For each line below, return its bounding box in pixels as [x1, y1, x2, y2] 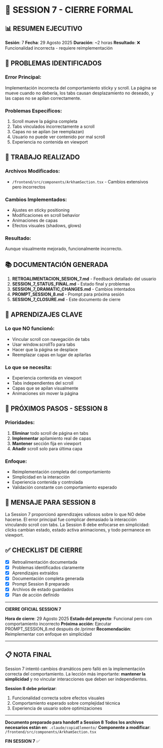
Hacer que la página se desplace [12, 346, 78, 352]
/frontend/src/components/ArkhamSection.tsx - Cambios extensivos [12, 178, 148, 184]
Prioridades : [5, 419, 35, 426]
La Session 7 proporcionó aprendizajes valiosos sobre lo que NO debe [5, 511, 146, 517]
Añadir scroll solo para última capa [12, 445, 82, 451]
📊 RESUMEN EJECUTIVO [5, 24, 82, 33]
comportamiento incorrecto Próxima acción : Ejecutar [5, 621, 112, 627]
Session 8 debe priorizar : [5, 685, 57, 691]
